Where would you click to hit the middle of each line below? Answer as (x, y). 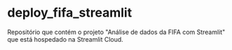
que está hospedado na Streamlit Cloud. (66, 39)
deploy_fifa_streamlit (70, 13)
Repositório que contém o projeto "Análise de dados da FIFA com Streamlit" (116, 32)
